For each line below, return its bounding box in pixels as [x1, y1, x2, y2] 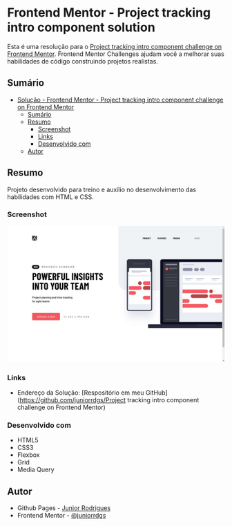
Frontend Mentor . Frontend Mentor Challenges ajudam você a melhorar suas [7, 50, 224, 58]
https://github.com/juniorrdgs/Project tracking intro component [19, 396, 200, 404]
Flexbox [17, 451, 40, 459]
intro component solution [7, 19, 155, 35]
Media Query [17, 465, 55, 474]
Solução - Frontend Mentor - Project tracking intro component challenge [17, 95, 224, 104]
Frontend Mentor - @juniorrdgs [17, 511, 106, 520]
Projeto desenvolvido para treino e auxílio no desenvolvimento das [7, 185, 197, 194]
